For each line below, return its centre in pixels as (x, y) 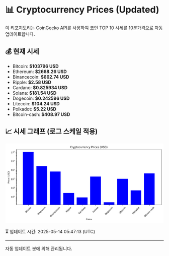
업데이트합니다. (20, 34)
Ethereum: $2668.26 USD (39, 72)
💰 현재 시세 (22, 52)
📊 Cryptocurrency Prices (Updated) (82, 10)
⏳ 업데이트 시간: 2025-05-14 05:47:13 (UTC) (50, 231)
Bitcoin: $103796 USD (35, 66)
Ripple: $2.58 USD (32, 82)
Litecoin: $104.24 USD (36, 103)
